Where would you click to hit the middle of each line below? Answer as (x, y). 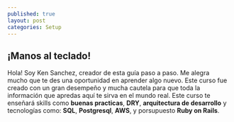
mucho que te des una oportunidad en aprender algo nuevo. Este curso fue (117, 81)
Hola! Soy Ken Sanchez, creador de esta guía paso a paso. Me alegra (108, 73)
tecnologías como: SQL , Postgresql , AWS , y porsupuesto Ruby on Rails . (113, 111)
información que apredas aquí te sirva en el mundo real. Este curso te (109, 96)
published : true (31, 14)
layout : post (27, 21)
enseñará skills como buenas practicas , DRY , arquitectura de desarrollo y (117, 103)
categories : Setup (34, 27)
